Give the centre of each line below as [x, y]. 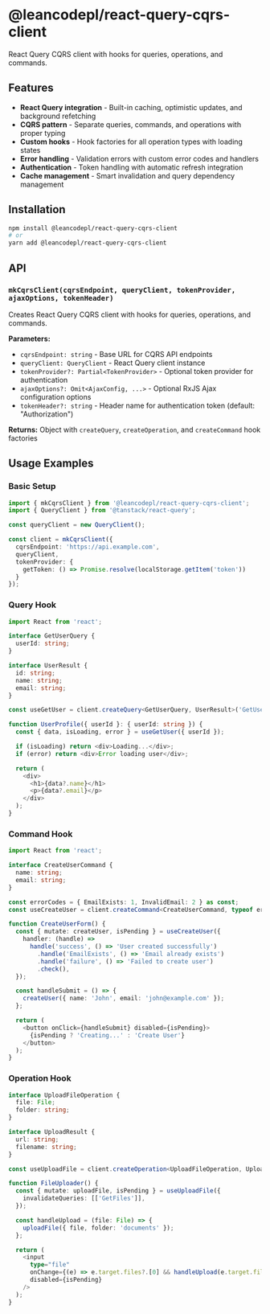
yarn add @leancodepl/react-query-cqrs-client [88, 243]
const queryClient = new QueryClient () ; [77, 525]
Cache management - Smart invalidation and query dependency [127, 175]
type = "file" [49, 1265]
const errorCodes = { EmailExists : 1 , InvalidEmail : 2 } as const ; [124, 902]
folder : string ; [43, 1110]
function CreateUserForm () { [57, 924]
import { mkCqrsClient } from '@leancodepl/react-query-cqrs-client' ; [129, 503]
